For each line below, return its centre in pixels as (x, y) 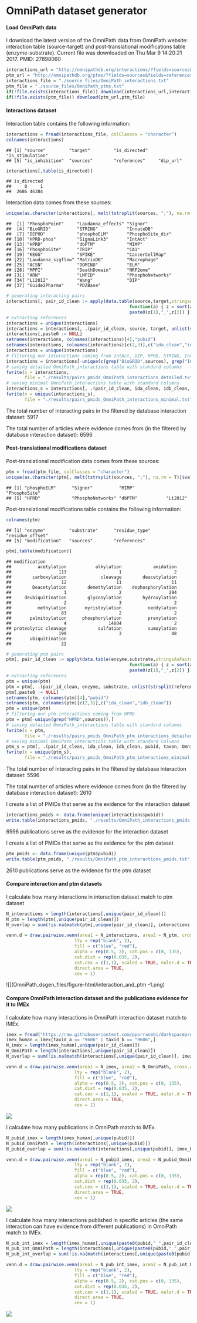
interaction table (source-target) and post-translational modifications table (96, 47)
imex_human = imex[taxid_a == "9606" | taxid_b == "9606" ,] (81, 1040)
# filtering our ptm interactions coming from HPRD (70, 714)
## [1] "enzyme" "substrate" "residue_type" (78, 530)
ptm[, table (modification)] (39, 551)
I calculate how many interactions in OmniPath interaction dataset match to (96, 1017)
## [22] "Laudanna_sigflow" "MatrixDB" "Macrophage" (82, 260)
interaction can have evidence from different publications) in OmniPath (91, 1226)
